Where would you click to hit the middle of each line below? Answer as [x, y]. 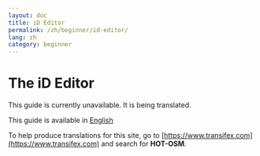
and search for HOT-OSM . [144, 144]
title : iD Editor [37, 23]
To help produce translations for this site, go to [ [86, 136]
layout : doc [28, 15]
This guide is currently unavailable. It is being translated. [100, 105]
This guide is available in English [61, 120]
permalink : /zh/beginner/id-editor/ [68, 30]
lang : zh [22, 37]
